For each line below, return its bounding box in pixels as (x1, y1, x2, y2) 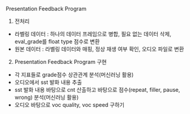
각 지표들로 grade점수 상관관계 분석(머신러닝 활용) (14, 71, 134, 78)
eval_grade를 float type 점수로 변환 (14, 38, 100, 45)
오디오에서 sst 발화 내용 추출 (14, 78, 83, 86)
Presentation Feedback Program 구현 (14, 59, 107, 65)
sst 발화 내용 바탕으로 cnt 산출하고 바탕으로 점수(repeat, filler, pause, (14, 86, 180, 93)
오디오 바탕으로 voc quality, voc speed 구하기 (14, 101, 125, 108)
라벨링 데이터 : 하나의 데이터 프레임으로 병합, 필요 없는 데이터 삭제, (14, 30, 171, 37)
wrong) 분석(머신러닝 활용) (14, 93, 79, 101)
